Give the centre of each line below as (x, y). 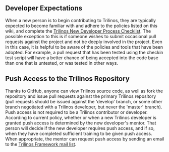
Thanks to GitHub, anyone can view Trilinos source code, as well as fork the (84, 91)
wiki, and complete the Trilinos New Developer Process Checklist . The (78, 31)
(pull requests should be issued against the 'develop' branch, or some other (84, 101)
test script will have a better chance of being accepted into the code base (82, 58)
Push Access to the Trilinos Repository (67, 79)
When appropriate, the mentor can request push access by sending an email (85, 139)
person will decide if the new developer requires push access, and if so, (80, 128)
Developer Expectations (44, 8)
